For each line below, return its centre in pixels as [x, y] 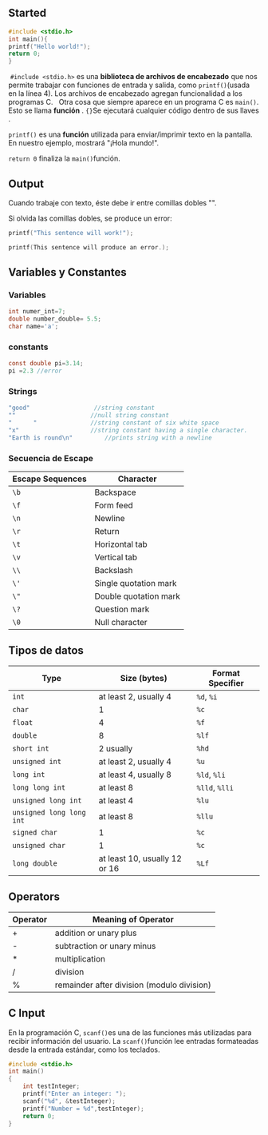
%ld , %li [211, 775]
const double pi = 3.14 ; [46, 364]
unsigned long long [49, 812]
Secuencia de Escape [51, 458]
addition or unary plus [96, 933]
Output [26, 183]
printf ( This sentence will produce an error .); [89, 247]
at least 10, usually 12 [140, 858]
